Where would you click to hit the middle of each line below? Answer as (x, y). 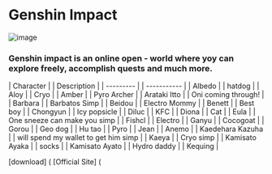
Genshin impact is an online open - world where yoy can (121, 58)
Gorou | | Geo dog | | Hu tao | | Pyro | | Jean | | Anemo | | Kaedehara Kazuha (136, 129)
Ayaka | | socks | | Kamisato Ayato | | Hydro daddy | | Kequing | (114, 146)
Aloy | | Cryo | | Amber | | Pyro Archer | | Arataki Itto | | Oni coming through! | (136, 95)
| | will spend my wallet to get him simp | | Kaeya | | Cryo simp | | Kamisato (133, 138)
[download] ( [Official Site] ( (55, 162)
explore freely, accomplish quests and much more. (111, 68)
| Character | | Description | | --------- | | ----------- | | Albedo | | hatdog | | (134, 86)
